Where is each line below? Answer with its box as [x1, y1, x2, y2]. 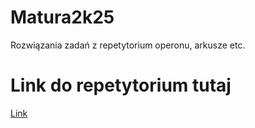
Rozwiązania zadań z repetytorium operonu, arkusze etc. [10, 39, 246, 51]
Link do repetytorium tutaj [10, 74, 232, 97]
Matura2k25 [10, 6, 115, 29]
